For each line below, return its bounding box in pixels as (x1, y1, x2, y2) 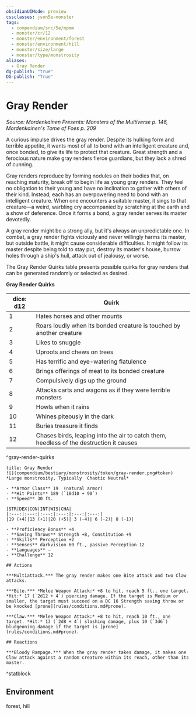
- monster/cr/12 (11, 30, 51, 36)
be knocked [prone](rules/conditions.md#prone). (6, 604, 127, 610)
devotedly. (6, 216, 32, 223)
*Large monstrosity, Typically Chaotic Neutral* (6, 475, 129, 481)
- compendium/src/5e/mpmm (11, 25, 75, 31)
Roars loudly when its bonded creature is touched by (36, 321, 181, 330)
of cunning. (6, 161, 34, 168)
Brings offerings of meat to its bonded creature (36, 367, 164, 375)
